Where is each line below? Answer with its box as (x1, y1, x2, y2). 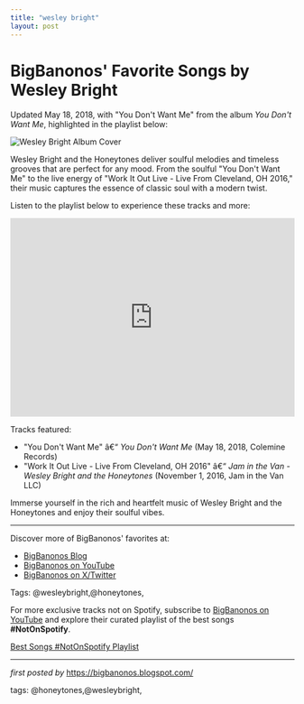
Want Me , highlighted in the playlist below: (10, 119, 169, 130)
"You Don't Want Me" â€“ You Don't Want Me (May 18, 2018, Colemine (23, 441, 286, 452)
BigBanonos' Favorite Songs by (10, 60, 250, 81)
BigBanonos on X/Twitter (23, 570, 116, 580)
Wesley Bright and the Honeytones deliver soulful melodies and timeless (10, 154, 280, 165)
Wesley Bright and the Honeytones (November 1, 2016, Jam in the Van (23, 470, 284, 481)
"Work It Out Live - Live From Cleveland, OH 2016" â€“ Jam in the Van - (23, 461, 291, 472)
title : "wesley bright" (10, 13, 100, 23)
